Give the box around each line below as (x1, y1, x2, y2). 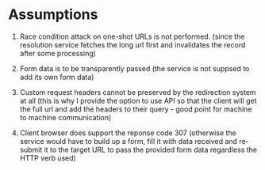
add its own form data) (19, 72, 94, 81)
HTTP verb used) (19, 153, 77, 163)
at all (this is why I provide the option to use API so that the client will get (19, 96, 257, 105)
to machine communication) (19, 112, 112, 122)
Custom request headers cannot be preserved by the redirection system (19, 87, 256, 96)
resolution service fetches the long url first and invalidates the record (19, 40, 246, 49)
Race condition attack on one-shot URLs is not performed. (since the (19, 32, 245, 41)
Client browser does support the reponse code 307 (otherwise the (19, 128, 236, 138)
